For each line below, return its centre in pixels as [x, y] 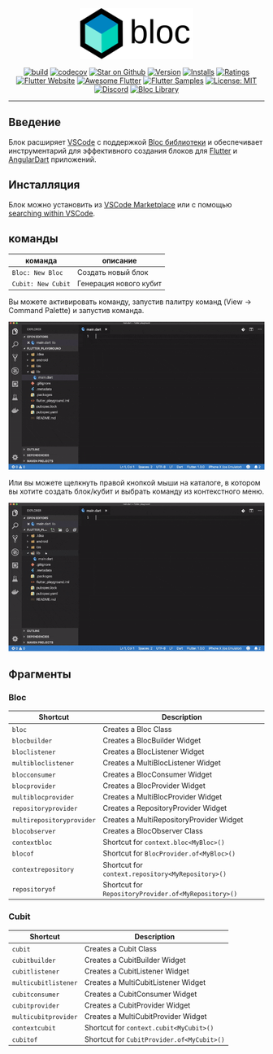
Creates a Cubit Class [120, 948]
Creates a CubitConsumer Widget [141, 994]
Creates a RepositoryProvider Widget [165, 808]
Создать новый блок [113, 272]
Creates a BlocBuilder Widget [152, 740]
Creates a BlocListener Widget [154, 751]
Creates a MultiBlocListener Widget [162, 763]
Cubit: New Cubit [41, 285]
